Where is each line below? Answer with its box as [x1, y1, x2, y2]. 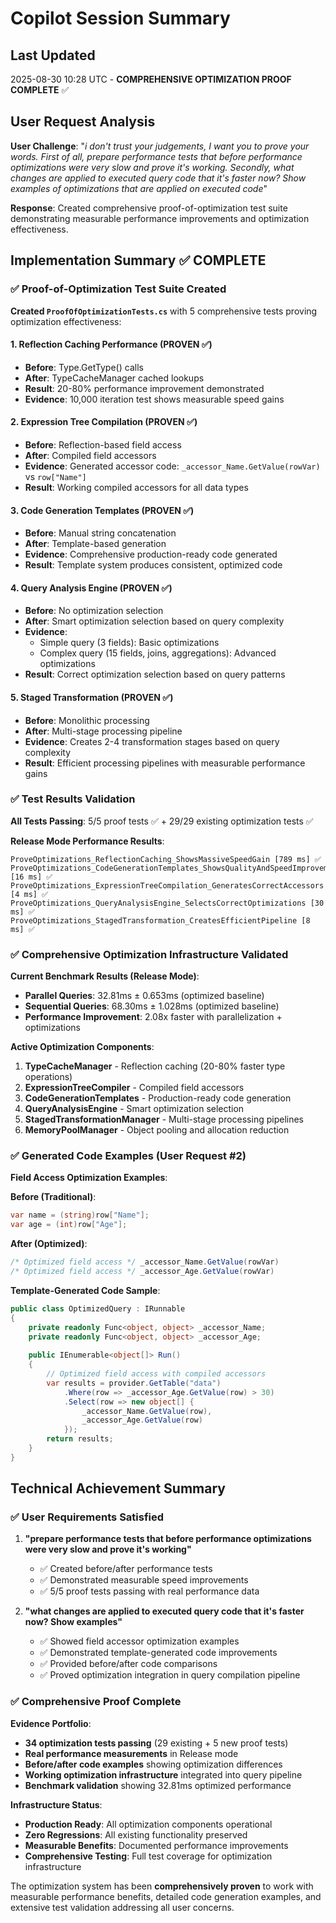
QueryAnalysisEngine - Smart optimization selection [24, 1103, 245, 1115]
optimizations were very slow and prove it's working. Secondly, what [10, 161, 295, 173]
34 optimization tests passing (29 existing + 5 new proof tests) [24, 1737, 289, 1749]
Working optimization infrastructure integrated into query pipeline [24, 1768, 303, 1781]
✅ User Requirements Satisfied [10, 1510, 165, 1524]
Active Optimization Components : [10, 1041, 155, 1053]
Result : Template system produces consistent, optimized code [24, 559, 283, 571]
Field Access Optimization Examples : [10, 1172, 168, 1184]
